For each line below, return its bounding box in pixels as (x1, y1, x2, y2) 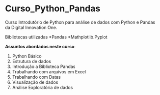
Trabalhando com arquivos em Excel (12, 68, 86, 74)
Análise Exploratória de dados (12, 84, 73, 90)
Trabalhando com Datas (12, 74, 61, 80)
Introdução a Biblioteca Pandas (12, 63, 76, 69)
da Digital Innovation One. (5, 24, 57, 30)
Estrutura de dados (12, 58, 52, 64)
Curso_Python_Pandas (5, 3, 101, 14)
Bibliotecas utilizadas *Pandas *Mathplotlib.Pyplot (5, 34, 107, 40)
